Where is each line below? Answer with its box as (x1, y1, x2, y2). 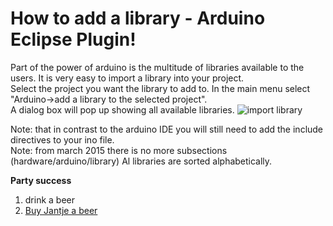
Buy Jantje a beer (24, 204, 98, 216)
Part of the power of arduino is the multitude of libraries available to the (10, 61, 305, 73)
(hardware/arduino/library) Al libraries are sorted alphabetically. (10, 155, 273, 167)
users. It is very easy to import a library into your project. (10, 72, 245, 84)
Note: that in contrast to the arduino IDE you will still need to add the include (10, 123, 324, 135)
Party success (10, 174, 72, 186)
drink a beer (24, 193, 76, 206)
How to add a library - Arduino (10, 7, 266, 30)
